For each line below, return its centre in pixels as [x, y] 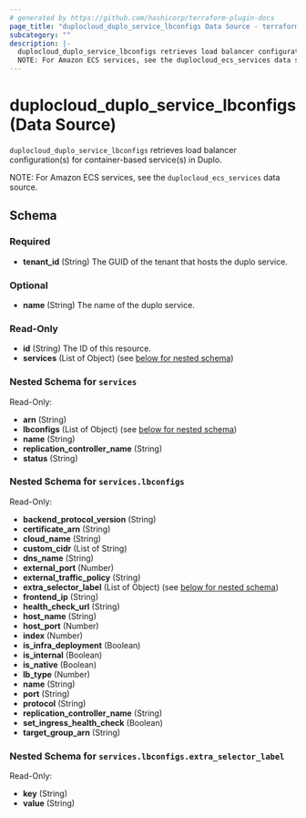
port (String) [46, 693]
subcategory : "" [40, 35]
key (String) [45, 793]
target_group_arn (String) [71, 732]
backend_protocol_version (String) [89, 519]
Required [30, 242]
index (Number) [53, 636]
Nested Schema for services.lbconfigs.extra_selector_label [147, 756]
